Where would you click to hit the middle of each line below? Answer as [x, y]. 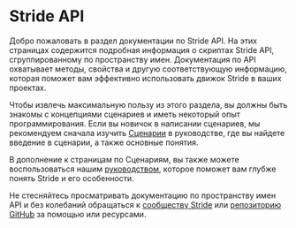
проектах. [28, 87]
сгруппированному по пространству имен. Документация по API [133, 59]
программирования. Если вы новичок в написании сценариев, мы [135, 123]
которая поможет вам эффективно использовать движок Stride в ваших [145, 78]
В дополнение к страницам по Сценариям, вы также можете [125, 159]
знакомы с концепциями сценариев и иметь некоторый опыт [125, 114]
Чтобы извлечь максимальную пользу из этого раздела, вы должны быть [148, 104]
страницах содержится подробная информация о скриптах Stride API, [142, 49]
